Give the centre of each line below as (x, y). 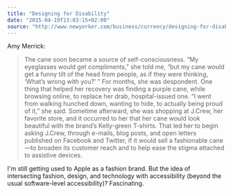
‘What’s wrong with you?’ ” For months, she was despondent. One (118, 82)
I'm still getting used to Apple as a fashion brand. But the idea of (99, 169)
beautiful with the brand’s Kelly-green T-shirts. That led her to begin (121, 126)
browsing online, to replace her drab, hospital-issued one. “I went (118, 96)
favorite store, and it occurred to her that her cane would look (112, 118)
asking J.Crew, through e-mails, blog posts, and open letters (110, 133)
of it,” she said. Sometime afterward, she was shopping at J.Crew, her (123, 111)
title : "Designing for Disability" (59, 14)
